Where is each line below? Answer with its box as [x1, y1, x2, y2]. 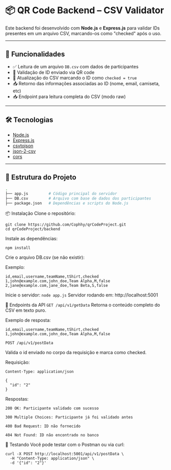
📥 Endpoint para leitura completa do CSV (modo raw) [12, 93, 126, 100]
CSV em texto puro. [5, 307, 47, 313]
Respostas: [5, 395, 29, 402]
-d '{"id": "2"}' [10, 460, 47, 465]
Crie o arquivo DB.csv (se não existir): [5, 254, 85, 260]
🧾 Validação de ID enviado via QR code [12, 69, 95, 75]
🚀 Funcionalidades [5, 50, 65, 59]
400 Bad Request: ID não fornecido [5, 424, 81, 429]
